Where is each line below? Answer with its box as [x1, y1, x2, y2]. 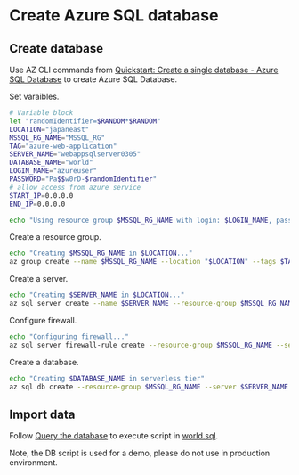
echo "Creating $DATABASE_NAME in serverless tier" [9, 373, 205, 383]
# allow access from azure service [9, 183, 141, 192]
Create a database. [9, 356, 79, 367]
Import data [9, 406, 76, 422]
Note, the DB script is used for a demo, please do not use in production [9, 447, 271, 459]
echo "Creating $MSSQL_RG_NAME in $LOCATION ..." [9, 249, 193, 258]
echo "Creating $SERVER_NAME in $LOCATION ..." [9, 291, 185, 299]
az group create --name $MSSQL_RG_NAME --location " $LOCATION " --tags [9, 258, 277, 266]
